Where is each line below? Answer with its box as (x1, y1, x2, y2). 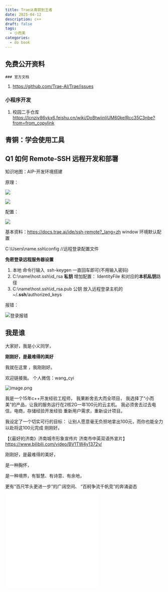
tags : (5, 26, 17, 31)
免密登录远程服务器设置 (5, 256, 54, 262)
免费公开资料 (5, 60, 45, 68)
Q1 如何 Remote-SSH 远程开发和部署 (5, 154, 119, 163)
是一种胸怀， (5, 462, 32, 468)
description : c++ (5, 17, 42, 22)
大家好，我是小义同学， (5, 343, 54, 349)
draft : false (5, 21, 33, 27)
